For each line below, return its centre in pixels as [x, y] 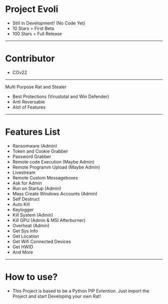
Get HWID [23, 246]
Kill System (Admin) [33, 215]
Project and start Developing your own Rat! [56, 296]
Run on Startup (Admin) [37, 188]
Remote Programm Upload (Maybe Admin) [56, 167]
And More [23, 252]
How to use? [31, 277]
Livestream [24, 172]
